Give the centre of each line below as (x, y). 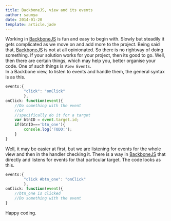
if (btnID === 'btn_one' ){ (40, 125)
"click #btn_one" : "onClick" (55, 179)
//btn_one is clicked (37, 194)
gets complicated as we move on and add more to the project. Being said (83, 45)
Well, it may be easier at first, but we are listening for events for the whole (83, 149)
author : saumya (22, 15)
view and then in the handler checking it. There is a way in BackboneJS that (85, 154)
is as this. (15, 77)
